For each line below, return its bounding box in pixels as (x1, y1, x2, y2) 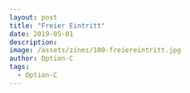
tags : (9, 63, 29, 72)
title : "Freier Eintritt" (9, 21, 105, 30)
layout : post (9, 12, 58, 22)
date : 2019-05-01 (9, 29, 74, 38)
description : (9, 37, 58, 47)
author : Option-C (9, 54, 74, 63)
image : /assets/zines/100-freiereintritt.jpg (9, 46, 181, 55)
